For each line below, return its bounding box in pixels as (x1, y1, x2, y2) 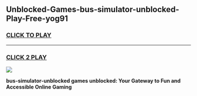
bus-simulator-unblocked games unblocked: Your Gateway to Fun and (6, 77, 181, 84)
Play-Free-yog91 (6, 14, 69, 24)
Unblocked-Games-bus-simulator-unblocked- (6, 5, 180, 15)
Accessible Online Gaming (6, 83, 72, 90)
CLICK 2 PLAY (6, 53, 47, 61)
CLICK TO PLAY (6, 31, 52, 40)
